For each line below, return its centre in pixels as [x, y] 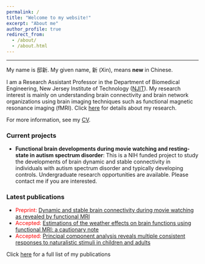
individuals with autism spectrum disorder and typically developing [99, 168]
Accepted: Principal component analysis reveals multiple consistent [100, 236]
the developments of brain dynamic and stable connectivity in [93, 162]
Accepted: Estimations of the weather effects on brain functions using [103, 223]
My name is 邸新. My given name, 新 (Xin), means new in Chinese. [90, 70]
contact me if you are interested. [56, 181]
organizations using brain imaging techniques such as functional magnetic [100, 101]
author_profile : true [34, 29]
